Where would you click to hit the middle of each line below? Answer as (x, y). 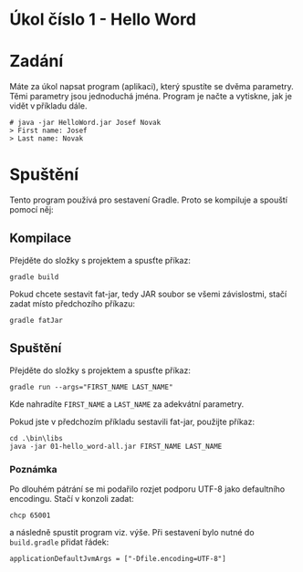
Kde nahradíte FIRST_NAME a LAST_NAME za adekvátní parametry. (127, 404)
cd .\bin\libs (37, 438)
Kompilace (40, 239)
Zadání (37, 62)
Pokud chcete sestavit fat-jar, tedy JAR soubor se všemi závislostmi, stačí (148, 294)
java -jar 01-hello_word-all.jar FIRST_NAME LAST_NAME (116, 446)
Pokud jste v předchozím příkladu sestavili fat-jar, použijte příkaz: (132, 421)
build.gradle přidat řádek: (59, 542)
